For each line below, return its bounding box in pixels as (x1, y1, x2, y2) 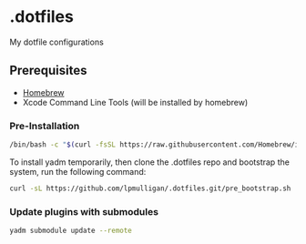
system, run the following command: (9, 166, 147, 177)
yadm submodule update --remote (9, 226, 132, 236)
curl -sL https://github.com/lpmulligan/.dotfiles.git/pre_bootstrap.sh (9, 184, 291, 193)
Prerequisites (9, 63, 87, 78)
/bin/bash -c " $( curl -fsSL (9, 140, 117, 149)
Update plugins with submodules (9, 205, 159, 218)
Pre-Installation (9, 119, 80, 132)
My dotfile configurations (9, 36, 105, 47)
